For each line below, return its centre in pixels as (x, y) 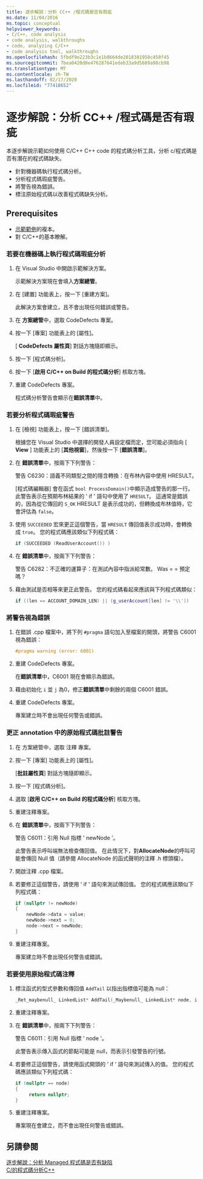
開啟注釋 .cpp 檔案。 (41, 871)
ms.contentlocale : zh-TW (38, 74)
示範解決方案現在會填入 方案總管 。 (58, 281)
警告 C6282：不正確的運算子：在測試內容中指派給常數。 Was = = (97, 569)
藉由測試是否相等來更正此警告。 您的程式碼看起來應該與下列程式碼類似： (106, 589)
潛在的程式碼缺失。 (41, 158)
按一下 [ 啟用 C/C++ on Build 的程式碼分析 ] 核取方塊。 (82, 372)
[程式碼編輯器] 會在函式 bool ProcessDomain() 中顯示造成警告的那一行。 (104, 489)
